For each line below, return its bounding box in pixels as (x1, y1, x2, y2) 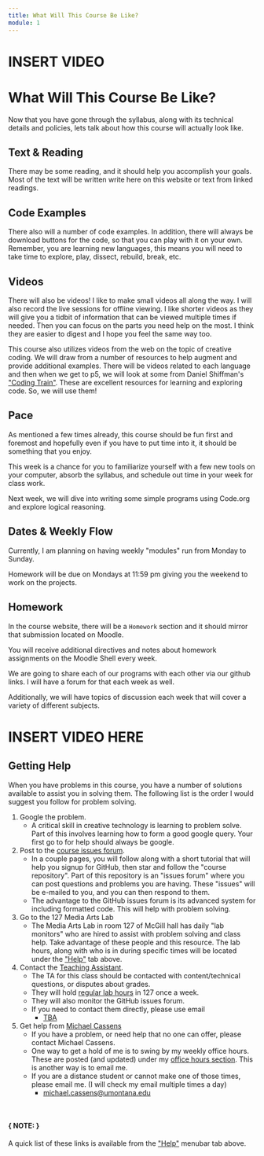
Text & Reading (8, 146, 84, 160)
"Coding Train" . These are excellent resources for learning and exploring (8, 378, 244, 388)
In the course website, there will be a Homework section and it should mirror (8, 621, 248, 631)
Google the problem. (19, 812, 86, 822)
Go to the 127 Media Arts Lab (19, 912, 114, 922)
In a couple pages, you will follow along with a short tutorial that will (31, 854, 251, 863)
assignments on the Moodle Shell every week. (8, 653, 157, 663)
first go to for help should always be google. (31, 837, 174, 846)
